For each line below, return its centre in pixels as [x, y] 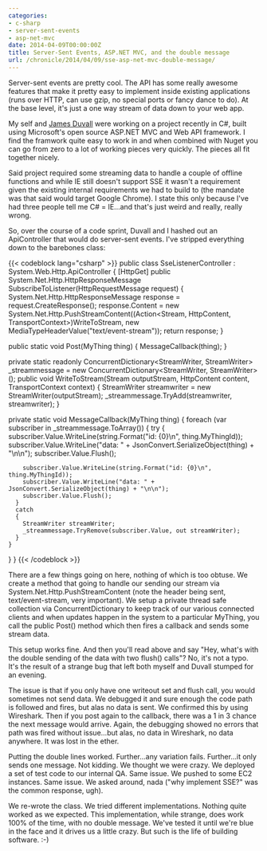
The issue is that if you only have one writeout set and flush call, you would [132, 690]
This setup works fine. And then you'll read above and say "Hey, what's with [133, 649]
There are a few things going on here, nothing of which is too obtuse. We [128, 575]
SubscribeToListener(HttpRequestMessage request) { [96, 288]
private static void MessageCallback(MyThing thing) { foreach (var [118, 419]
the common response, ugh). [56, 790]
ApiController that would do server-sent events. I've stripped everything [126, 239]
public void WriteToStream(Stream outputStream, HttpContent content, [133, 378]
